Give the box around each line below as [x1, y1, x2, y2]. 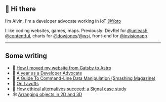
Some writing [5, 52, 47, 60]
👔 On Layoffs [12, 80, 39, 86]
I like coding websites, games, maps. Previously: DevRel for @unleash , [5, 28, 149, 34]
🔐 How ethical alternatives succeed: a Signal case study [12, 86, 127, 92]
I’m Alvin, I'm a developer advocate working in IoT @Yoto [5, 18, 121, 24]
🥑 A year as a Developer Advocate [12, 70, 83, 76]
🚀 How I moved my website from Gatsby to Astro [12, 65, 112, 70]
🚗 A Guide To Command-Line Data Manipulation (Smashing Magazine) [12, 75, 156, 81]
